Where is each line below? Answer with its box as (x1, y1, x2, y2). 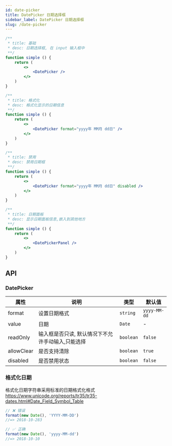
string (119, 310, 136, 316)
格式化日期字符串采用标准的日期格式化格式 (5, 386, 95, 393)
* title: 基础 (7, 41, 36, 46)
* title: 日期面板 (7, 212, 44, 217)
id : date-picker (5, 7, 40, 13)
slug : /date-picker (5, 22, 47, 27)
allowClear (8, 347, 34, 355)
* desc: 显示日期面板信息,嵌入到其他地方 (7, 216, 85, 221)
